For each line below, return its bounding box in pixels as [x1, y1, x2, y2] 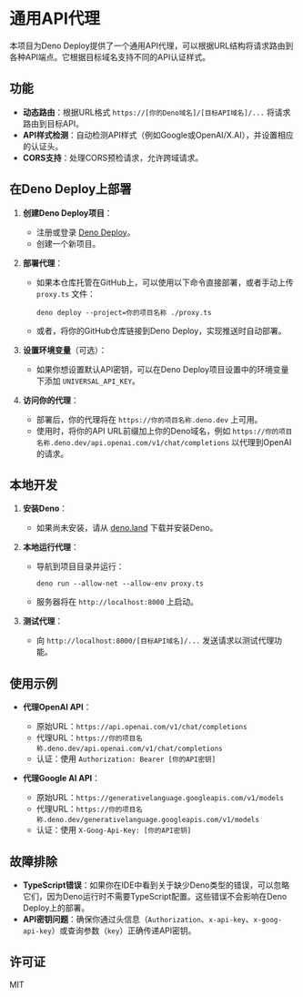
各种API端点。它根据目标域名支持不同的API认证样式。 [9, 51, 211, 62]
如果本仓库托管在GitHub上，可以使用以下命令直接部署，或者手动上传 [35, 277, 294, 288]
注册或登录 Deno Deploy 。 [35, 227, 136, 238]
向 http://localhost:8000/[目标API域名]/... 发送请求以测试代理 [35, 635, 275, 646]
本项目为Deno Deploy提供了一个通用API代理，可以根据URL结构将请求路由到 [9, 40, 294, 51]
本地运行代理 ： [22, 542, 79, 553]
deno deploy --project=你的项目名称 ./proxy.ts [35, 308, 212, 317]
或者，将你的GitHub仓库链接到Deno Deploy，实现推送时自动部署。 [35, 325, 287, 336]
